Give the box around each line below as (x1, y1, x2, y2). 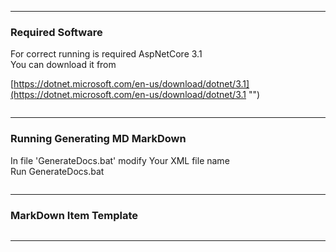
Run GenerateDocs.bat (10, 165, 105, 177)
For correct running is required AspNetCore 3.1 (10, 48, 203, 60)
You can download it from (10, 59, 117, 71)
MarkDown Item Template (10, 208, 139, 222)
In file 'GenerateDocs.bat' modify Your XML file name (10, 154, 230, 166)
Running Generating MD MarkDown (10, 132, 187, 146)
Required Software (10, 25, 103, 39)
